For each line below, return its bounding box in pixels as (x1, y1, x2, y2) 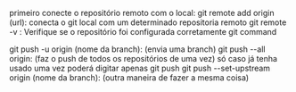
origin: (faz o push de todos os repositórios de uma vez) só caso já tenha (9, 54, 278, 63)
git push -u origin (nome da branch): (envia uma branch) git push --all (9, 44, 266, 54)
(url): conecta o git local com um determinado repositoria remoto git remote (9, 17, 287, 28)
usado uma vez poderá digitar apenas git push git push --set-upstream (9, 63, 270, 73)
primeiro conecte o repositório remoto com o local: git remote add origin (9, 8, 275, 18)
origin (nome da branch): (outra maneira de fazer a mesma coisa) (9, 72, 250, 83)
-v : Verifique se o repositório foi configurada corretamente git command (9, 27, 277, 37)
